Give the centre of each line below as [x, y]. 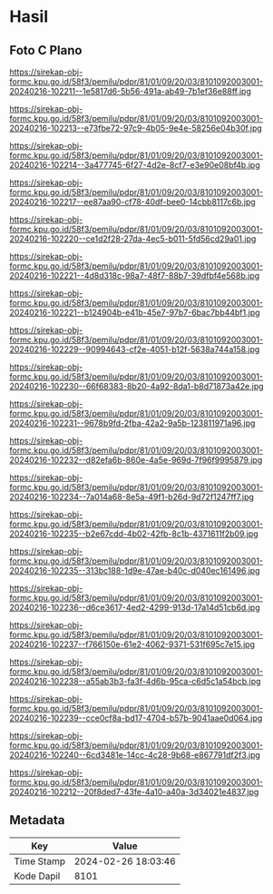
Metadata [37, 820]
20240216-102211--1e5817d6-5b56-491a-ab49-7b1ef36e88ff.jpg [131, 91]
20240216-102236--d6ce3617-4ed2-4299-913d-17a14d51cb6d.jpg [135, 607]
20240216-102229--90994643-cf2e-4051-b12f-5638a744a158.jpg [135, 349]
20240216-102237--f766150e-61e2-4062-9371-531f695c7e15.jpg [132, 644]
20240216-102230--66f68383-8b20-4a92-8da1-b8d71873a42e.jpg [137, 386]
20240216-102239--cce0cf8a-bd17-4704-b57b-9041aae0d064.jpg [136, 718]
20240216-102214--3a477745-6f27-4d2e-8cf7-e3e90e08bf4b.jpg [135, 165]
